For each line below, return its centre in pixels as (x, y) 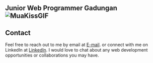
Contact (18, 32)
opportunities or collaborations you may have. (52, 55)
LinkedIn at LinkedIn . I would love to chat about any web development (76, 50)
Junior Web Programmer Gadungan (61, 8)
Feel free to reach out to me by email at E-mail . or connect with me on (76, 45)
